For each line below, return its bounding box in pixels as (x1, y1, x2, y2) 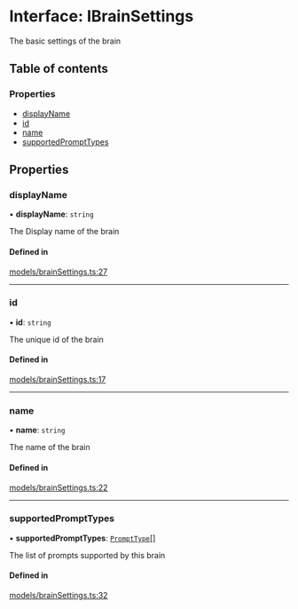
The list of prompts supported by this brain (9, 550, 166, 560)
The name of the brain (9, 442, 90, 453)
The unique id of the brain (9, 334, 105, 344)
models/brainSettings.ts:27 (9, 266, 108, 277)
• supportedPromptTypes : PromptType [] (9, 533, 156, 543)
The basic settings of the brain (9, 36, 122, 46)
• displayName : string (9, 209, 95, 219)
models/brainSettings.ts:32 (9, 590, 108, 601)
